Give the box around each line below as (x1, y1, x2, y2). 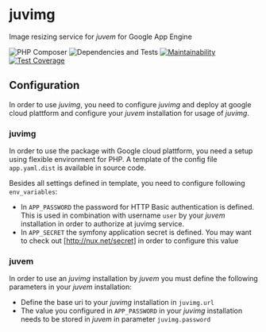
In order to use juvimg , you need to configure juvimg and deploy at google (9, 99, 252, 109)
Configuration (9, 79, 80, 92)
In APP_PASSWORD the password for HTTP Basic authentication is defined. (20, 203, 255, 212)
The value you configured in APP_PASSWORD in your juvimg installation (20, 306, 243, 315)
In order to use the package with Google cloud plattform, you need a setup (9, 146, 253, 156)
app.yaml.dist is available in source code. (9, 163, 146, 172)
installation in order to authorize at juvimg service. (20, 219, 185, 229)
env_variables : (9, 187, 58, 196)
